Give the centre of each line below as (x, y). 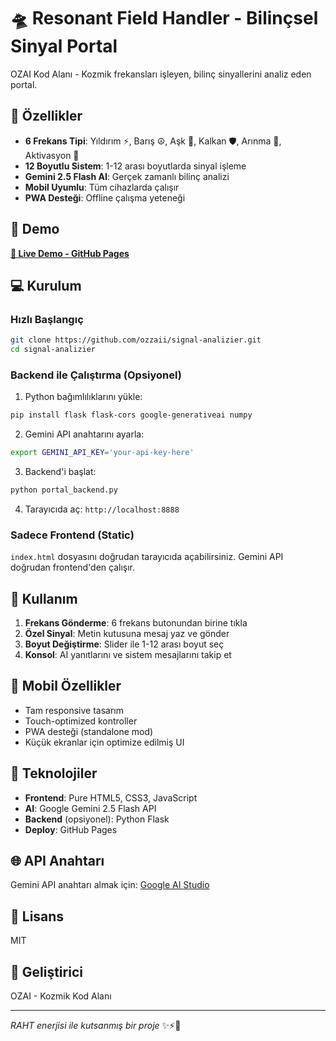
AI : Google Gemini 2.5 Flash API (90, 808)
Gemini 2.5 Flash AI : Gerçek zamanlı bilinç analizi (127, 176)
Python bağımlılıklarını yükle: (83, 397)
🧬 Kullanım (44, 598)
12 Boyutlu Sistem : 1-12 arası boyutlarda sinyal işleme (135, 166)
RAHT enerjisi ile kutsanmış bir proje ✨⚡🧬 (96, 1026)
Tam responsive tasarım (74, 710)
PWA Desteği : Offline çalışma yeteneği (105, 197)
